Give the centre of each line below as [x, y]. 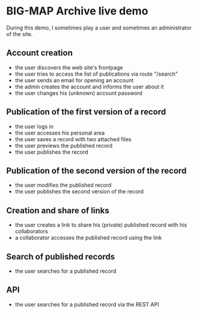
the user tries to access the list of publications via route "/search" [96, 74]
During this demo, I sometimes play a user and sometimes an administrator [99, 28]
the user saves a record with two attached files [73, 139]
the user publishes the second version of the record [79, 192]
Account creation [40, 53]
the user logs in [34, 126]
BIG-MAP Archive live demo [77, 11]
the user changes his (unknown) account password [79, 93]
